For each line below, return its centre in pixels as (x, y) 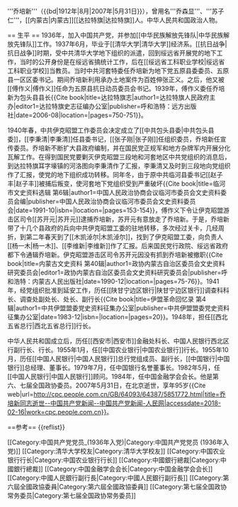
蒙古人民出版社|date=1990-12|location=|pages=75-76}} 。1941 (129, 281)
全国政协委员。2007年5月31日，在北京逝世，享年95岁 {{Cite (119, 385)
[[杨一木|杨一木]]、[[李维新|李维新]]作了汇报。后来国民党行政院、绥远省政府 (118, 246)
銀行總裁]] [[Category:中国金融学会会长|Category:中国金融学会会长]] (113, 469)
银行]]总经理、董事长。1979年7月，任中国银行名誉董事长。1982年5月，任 (114, 368)
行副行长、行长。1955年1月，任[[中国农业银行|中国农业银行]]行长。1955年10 (118, 350)
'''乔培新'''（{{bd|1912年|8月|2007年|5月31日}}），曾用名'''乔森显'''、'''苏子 (116, 11)
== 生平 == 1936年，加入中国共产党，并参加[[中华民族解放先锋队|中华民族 (115, 35)
